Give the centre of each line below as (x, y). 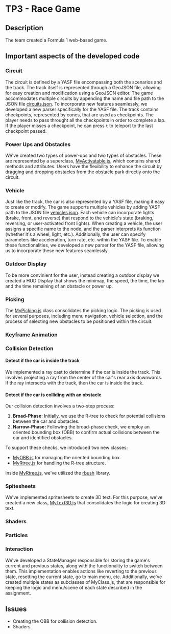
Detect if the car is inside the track (43, 361)
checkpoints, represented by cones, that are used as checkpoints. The (80, 115)
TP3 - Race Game (43, 9)
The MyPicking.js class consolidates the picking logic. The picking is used (83, 310)
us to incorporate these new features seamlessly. (57, 251)
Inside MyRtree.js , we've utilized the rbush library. (58, 473)
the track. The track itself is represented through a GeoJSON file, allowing (83, 87)
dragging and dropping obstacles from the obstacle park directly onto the (83, 172)
